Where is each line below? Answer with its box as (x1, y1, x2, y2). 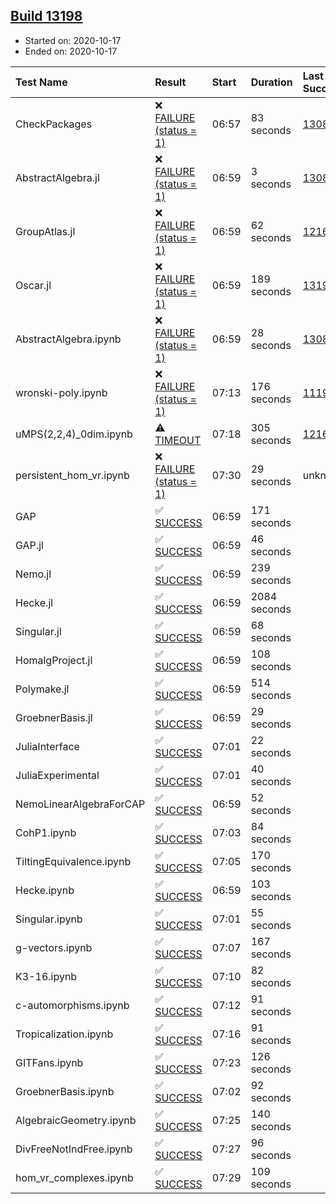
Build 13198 (10, 8, 83, 25)
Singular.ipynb (15, 912, 83, 926)
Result (154, 75, 187, 89)
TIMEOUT (154, 433, 202, 447)
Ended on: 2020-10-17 (24, 45, 118, 57)
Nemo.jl (15, 567, 52, 581)
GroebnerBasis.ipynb (15, 1084, 115, 1098)
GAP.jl (15, 538, 44, 552)
